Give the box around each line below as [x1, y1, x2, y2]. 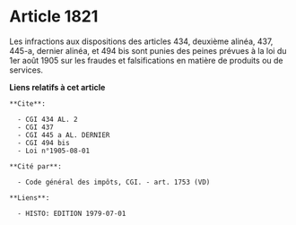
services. [9, 65, 43, 75]
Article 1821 [9, 6, 99, 27]
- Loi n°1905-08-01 [17, 146, 91, 155]
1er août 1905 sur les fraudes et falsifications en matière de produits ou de [9, 55, 283, 65]
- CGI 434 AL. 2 [17, 115, 78, 124]
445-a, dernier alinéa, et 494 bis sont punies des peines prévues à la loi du [9, 45, 287, 56]
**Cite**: [9, 99, 47, 108]
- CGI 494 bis [17, 138, 70, 147]
